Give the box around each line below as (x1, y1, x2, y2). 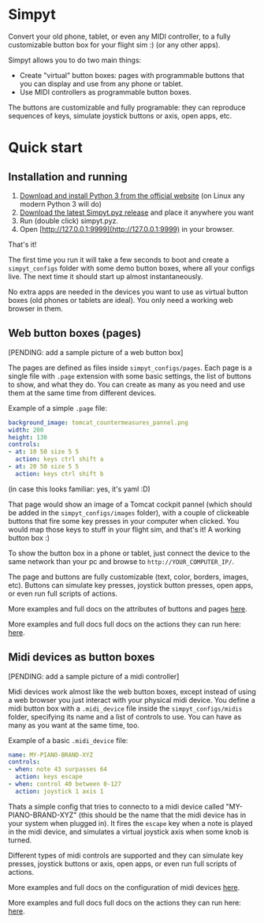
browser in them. (8, 304, 63, 313)
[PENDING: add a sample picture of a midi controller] (8, 671, 180, 681)
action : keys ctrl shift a (15, 455, 104, 463)
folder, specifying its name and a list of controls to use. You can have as (8, 712, 242, 721)
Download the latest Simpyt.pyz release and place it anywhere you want (19, 207, 255, 217)
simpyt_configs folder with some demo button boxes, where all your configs (8, 263, 255, 273)
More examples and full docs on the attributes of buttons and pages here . (8, 603, 247, 613)
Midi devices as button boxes (8, 651, 155, 664)
